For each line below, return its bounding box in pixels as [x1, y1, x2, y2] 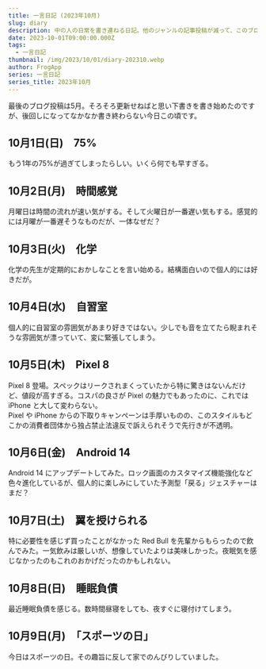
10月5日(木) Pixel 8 [8, 358, 110, 371]
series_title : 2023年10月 [8, 78, 91, 86]
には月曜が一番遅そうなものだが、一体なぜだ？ [8, 217, 161, 226]
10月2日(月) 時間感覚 [8, 184, 118, 198]
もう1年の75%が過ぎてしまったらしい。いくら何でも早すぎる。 [8, 159, 213, 168]
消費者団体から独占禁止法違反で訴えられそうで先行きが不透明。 [28, 420, 237, 429]
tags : [8, 41, 26, 49]
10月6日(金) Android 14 [8, 445, 131, 459]
